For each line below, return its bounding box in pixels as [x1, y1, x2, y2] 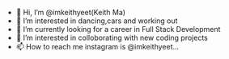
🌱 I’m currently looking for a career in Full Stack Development [15, 25, 221, 33]
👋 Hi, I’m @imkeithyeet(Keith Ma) [15, 8, 126, 17]
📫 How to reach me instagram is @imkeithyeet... [15, 42, 180, 51]
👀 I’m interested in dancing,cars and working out [15, 16, 178, 26]
